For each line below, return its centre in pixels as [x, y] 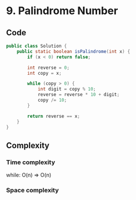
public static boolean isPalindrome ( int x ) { [74, 51]
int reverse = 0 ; [48, 68]
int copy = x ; [44, 73]
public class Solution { [37, 46]
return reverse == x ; [54, 116]
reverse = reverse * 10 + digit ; [78, 95]
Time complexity [31, 162]
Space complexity [32, 190]
